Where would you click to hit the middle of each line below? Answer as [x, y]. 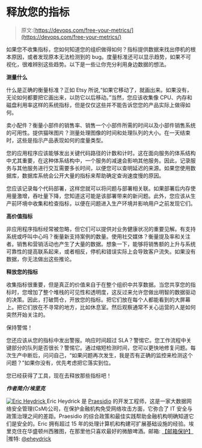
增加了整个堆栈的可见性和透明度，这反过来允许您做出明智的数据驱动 [111, 292]
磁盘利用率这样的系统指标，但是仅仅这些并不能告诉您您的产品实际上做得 [96, 105]
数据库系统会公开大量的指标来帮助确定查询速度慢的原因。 [93, 176]
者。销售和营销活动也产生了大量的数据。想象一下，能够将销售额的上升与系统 [101, 244]
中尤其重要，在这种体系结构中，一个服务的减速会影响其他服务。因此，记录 [98, 161]
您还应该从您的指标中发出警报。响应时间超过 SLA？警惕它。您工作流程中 [96, 340]
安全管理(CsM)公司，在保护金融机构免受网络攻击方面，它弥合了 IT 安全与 [102, 408]
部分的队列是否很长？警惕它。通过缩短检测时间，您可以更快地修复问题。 [101, 348]
